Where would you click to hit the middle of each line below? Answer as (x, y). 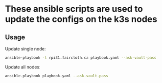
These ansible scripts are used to (74, 9)
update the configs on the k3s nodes (81, 19)
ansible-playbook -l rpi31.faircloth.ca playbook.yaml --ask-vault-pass (81, 58)
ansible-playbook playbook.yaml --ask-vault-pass (57, 76)
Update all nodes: (23, 67)
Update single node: (25, 49)
